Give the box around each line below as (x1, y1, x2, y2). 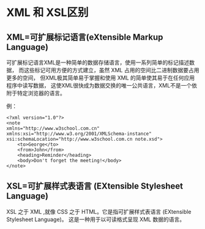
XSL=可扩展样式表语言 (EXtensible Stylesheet (6, 181, 184, 192)
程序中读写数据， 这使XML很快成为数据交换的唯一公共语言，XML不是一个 (6, 82, 192, 89)
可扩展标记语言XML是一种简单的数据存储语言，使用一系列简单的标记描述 (6, 59, 190, 66)
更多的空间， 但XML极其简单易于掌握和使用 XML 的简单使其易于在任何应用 (6, 74, 195, 81)
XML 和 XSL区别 (6, 6, 89, 20)
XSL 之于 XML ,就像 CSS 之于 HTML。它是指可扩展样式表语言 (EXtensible (6, 208, 192, 215)
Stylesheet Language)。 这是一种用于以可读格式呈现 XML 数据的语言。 (6, 216, 185, 223)
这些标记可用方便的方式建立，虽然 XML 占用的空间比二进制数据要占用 (23, 67, 199, 73)
